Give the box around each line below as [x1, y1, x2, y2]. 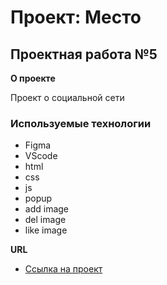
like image [24, 224, 68, 236]
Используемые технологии [10, 116, 152, 130]
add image [24, 203, 70, 215]
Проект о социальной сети [10, 92, 125, 103]
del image [24, 214, 67, 226]
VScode [24, 150, 58, 162]
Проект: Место [10, 6, 142, 29]
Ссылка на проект [24, 263, 103, 275]
